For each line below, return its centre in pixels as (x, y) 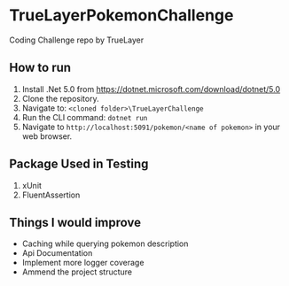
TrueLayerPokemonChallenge (121, 15)
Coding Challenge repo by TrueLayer (77, 40)
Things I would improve (75, 222)
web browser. (47, 136)
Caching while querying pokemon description (105, 243)
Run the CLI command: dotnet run (85, 117)
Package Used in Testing (79, 164)
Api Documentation (57, 253)
